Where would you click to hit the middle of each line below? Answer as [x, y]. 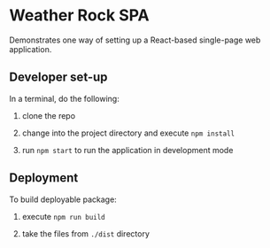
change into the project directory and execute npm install [128, 133]
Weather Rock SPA [79, 15]
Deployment [44, 178]
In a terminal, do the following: [64, 98]
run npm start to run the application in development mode [127, 150]
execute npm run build [64, 216]
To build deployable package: [63, 199]
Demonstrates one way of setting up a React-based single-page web [135, 40]
